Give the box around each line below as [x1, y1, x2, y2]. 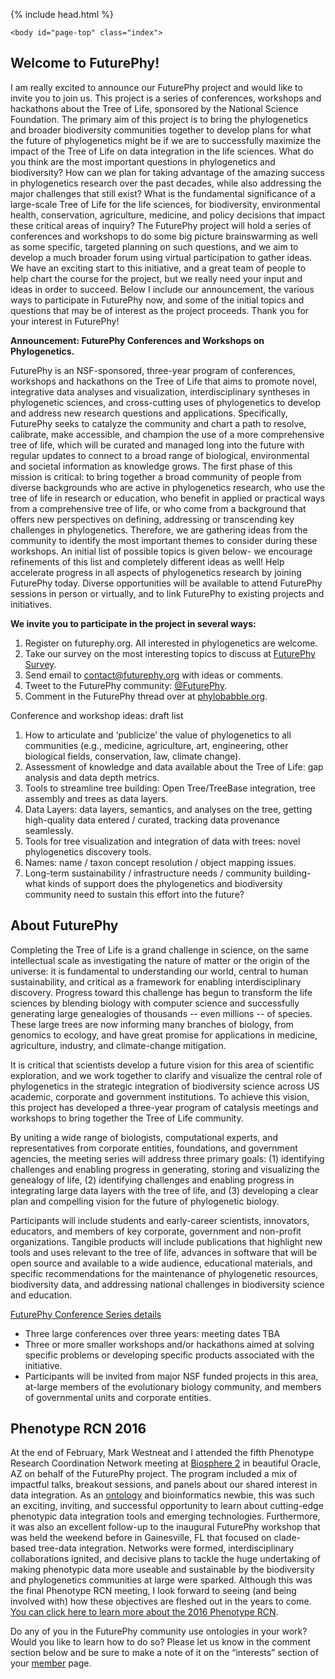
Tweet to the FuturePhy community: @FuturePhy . [24, 679, 228, 691]
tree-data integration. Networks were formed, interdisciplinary [38, 1542, 295, 1554]
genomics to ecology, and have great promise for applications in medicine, [10, 1029, 318, 1041]
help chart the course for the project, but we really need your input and [10, 272, 303, 284]
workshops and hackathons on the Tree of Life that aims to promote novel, [10, 375, 318, 387]
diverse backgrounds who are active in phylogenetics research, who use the [10, 481, 325, 493]
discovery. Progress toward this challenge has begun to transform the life [10, 986, 313, 998]
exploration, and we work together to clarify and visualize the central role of [10, 1069, 323, 1081]
